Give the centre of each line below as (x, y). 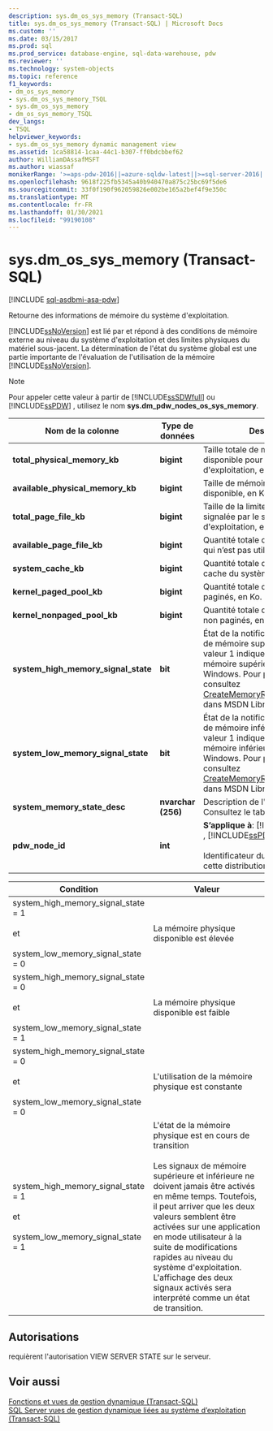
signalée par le (231, 517)
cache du (221, 573)
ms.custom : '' (32, 31)
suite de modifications (195, 1247)
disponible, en (230, 494)
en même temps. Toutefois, (205, 1196)
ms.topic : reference (43, 76)
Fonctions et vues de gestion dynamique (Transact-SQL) (103, 1401)
